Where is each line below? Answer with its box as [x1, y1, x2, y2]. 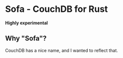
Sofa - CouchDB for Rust [5, 3, 108, 15]
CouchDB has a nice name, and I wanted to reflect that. [5, 47, 118, 53]
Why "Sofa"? [5, 34, 47, 43]
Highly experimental [5, 20, 48, 26]
